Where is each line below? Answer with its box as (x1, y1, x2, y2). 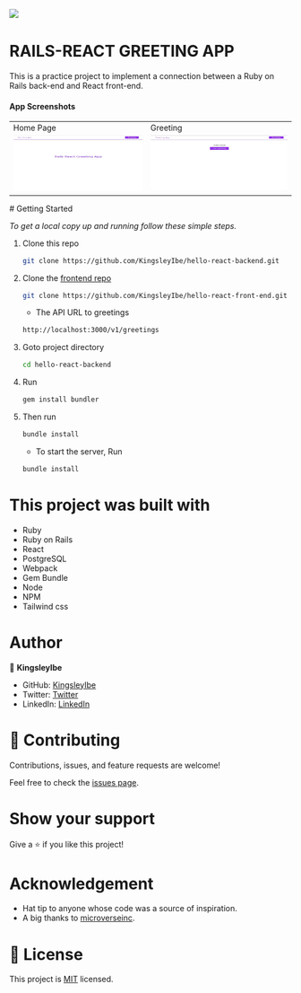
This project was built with (9, 495, 211, 515)
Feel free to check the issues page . (9, 777, 139, 787)
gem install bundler (21, 395, 99, 404)
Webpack (21, 562, 58, 574)
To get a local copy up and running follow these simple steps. (9, 220, 237, 231)
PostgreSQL (21, 553, 67, 564)
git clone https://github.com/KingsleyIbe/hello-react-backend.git (21, 256, 279, 265)
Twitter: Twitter (21, 689, 79, 699)
